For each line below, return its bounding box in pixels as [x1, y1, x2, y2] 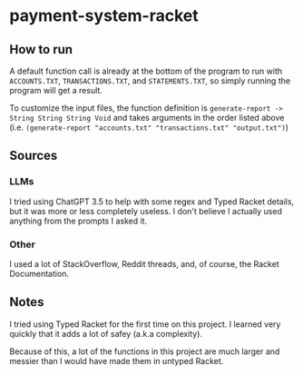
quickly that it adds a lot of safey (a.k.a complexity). [9, 328, 202, 339]
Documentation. [9, 268, 70, 279]
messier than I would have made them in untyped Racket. [9, 355, 224, 366]
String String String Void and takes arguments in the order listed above [9, 113, 285, 123]
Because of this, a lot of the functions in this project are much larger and [9, 346, 280, 357]
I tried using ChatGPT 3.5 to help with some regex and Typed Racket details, [9, 196, 295, 207]
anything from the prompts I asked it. [9, 215, 148, 226]
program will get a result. [9, 85, 103, 95]
